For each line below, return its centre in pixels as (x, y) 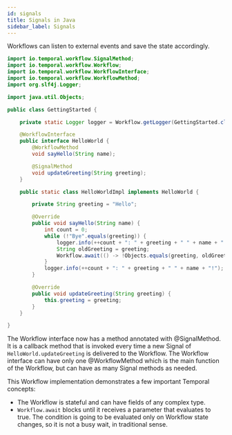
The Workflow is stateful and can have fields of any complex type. (111, 402)
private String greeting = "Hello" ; (85, 204)
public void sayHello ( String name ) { (86, 223)
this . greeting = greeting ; (83, 300)
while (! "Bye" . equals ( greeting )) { (95, 236)
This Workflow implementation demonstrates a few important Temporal (108, 382)
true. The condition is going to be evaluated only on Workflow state (113, 417)
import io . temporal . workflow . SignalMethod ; (71, 59)
